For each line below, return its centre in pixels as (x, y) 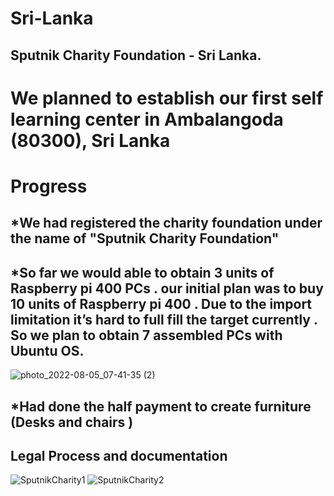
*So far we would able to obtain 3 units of (142, 272)
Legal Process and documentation (119, 455)
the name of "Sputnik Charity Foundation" (145, 238)
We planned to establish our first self (167, 98)
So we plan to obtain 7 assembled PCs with (146, 335)
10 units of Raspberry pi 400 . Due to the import (161, 303)
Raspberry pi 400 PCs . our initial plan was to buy (167, 288)
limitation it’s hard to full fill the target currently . (164, 319)
